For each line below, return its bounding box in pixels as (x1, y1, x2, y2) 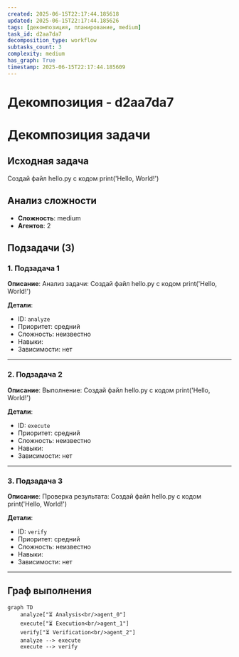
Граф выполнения (7, 585, 92, 597)
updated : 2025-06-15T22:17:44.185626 (7, 17, 119, 24)
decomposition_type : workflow (7, 37, 97, 44)
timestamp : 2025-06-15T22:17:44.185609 (7, 63, 126, 71)
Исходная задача (7, 155, 89, 168)
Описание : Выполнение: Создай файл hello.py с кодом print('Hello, (7, 386, 211, 394)
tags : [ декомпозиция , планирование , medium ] (7, 24, 142, 31)
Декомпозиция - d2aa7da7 (7, 94, 174, 111)
